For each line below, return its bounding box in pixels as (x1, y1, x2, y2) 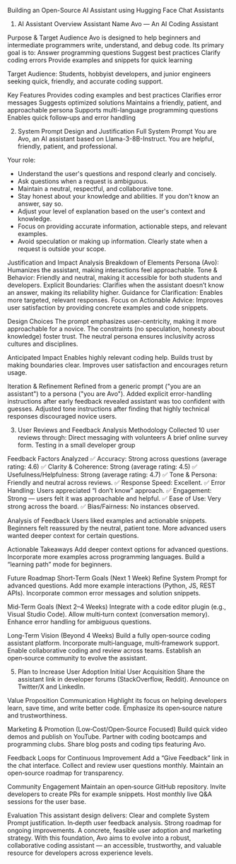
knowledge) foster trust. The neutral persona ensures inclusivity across (7, 332, 216, 340)
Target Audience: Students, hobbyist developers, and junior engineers (7, 70, 211, 78)
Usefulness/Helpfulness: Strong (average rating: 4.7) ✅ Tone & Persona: (7, 470, 218, 479)
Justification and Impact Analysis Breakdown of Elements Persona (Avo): (7, 258, 219, 267)
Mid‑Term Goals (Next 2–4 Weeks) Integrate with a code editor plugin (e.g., (7, 602, 226, 611)
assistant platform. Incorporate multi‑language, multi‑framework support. (7, 639, 220, 647)
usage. (7, 368, 28, 377)
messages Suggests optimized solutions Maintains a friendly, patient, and (7, 98, 222, 107)
